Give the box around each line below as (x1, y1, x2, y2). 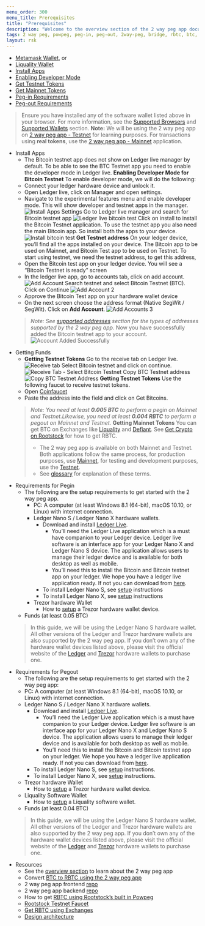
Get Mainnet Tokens (15, 87, 66, 94)
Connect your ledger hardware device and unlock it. (24, 182, 156, 189)
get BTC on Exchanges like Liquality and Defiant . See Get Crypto (30, 426, 193, 433)
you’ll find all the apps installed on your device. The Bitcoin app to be (24, 241, 198, 248)
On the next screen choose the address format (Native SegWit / (24, 299, 185, 306)
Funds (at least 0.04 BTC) (24, 805, 89, 812)
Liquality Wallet (15, 61, 54, 68)
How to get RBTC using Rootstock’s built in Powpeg (24, 894, 154, 900)
